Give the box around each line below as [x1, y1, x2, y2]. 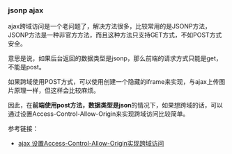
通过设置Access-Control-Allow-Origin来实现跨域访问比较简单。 [8, 110, 190, 118]
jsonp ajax [8, 6, 44, 15]
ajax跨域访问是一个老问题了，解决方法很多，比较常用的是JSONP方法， [8, 22, 211, 31]
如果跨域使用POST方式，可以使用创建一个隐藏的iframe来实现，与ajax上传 [8, 78, 219, 86]
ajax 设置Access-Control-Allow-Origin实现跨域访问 [17, 139, 164, 148]
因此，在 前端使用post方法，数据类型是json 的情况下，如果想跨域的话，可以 [8, 101, 224, 110]
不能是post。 [8, 63, 45, 71]
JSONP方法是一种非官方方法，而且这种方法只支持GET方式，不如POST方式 [8, 31, 222, 40]
